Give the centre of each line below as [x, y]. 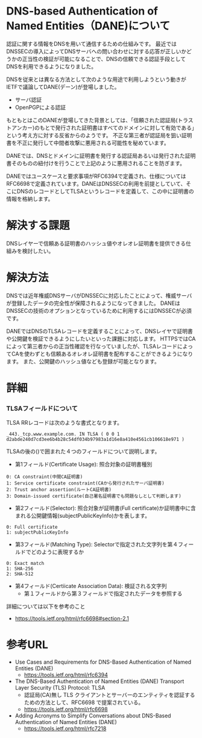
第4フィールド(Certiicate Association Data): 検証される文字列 [91, 586]
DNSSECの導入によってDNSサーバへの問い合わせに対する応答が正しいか [96, 51]
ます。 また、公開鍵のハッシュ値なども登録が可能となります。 [83, 361]
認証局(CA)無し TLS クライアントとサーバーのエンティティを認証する [109, 695]
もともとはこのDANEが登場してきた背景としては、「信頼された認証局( [92, 120]
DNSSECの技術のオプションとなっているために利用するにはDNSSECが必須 [99, 310]
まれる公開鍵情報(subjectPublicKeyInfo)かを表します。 [83, 516]
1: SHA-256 [20, 569]
